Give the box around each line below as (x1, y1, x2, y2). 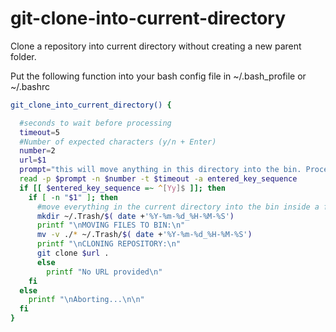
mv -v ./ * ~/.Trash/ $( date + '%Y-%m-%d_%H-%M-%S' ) (36, 230, 253, 240)
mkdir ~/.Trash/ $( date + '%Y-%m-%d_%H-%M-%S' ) (36, 211, 235, 221)
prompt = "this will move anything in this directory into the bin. (19, 165, 302, 175)
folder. (10, 50, 37, 62)
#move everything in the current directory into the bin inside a (36, 202, 320, 212)
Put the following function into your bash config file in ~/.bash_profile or (10, 70, 307, 82)
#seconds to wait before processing (19, 118, 172, 128)
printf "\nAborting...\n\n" (28, 295, 145, 305)
